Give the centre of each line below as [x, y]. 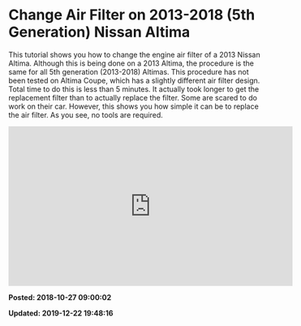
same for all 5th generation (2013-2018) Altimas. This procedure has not [129, 71]
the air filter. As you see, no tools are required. [86, 114]
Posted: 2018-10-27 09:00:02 [60, 297]
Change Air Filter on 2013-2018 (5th [132, 15]
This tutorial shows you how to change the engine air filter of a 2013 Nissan [135, 54]
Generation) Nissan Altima [99, 32]
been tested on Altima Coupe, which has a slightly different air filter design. [134, 80]
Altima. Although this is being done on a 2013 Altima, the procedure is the [131, 63]
